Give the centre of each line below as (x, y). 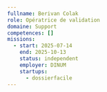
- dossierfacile (49, 78)
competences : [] (30, 33)
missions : (21, 39)
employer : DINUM (43, 65)
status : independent (49, 59)
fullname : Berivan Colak (43, 13)
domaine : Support (32, 26)
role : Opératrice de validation (53, 20)
